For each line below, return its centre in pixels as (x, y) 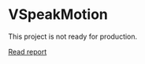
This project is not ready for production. (73, 36)
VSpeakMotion (58, 15)
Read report (28, 51)
